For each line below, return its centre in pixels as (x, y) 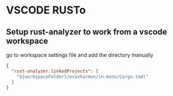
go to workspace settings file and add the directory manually (80, 55)
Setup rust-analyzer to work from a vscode (87, 32)
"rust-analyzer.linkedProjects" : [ (55, 71)
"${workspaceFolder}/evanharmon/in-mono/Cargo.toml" (83, 77)
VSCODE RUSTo (46, 10)
